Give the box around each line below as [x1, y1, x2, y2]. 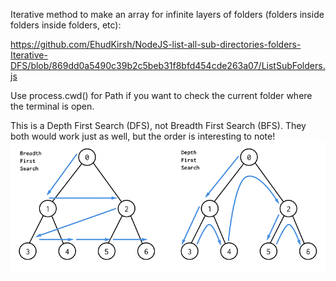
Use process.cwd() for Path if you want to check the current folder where [10, 90, 313, 101]
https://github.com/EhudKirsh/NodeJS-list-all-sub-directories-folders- [10, 39, 302, 50]
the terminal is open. [10, 100, 95, 112]
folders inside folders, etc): [10, 19, 122, 31]
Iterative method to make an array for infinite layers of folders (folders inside [10, 9, 325, 20]
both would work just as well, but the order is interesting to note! [10, 130, 276, 142]
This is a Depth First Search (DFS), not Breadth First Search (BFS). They [10, 120, 307, 131]
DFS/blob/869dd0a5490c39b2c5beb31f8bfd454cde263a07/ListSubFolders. [10, 60, 326, 71]
